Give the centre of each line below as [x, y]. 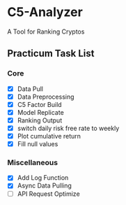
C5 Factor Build [39, 104]
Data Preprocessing [46, 97]
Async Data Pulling [44, 185]
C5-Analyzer [45, 12]
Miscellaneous [32, 163]
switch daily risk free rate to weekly [68, 128]
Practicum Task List [51, 54]
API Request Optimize [48, 194]
